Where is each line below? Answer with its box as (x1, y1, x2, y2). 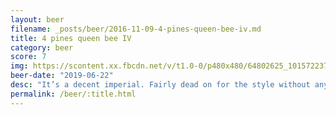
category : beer (10, 42, 74, 53)
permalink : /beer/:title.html (10, 89, 137, 99)
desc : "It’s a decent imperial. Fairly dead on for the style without (10, 80, 311, 90)
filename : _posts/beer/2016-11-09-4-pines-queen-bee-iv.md (10, 24, 262, 34)
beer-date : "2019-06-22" (10, 71, 114, 81)
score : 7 (10, 52, 47, 62)
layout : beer (10, 14, 65, 25)
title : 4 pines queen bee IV (10, 33, 132, 43)
